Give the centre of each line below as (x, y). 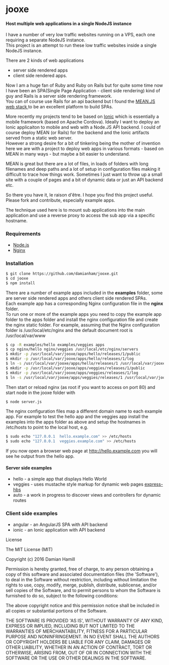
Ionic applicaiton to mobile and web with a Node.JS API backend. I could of (83, 127)
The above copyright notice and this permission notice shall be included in (82, 605)
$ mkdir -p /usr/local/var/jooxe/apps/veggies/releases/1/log (72, 373)
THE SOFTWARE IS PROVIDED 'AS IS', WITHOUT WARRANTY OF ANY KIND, (84, 620)
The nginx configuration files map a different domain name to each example (84, 411)
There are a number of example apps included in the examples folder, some (84, 293)
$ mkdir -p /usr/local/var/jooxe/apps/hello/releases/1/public (73, 354)
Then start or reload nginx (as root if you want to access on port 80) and (80, 387)
